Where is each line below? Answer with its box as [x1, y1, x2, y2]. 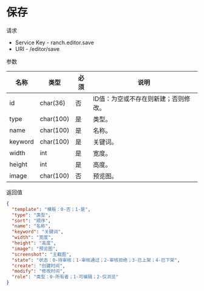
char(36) [39, 98, 66, 107]
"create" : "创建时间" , [12, 263, 66, 269]
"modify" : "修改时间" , [12, 268, 66, 275]
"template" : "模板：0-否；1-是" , [12, 206, 91, 212]
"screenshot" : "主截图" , [12, 251, 72, 258]
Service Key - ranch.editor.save [15, 39, 94, 46]
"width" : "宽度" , [12, 235, 54, 241]
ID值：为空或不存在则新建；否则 [93, 95, 185, 103]
